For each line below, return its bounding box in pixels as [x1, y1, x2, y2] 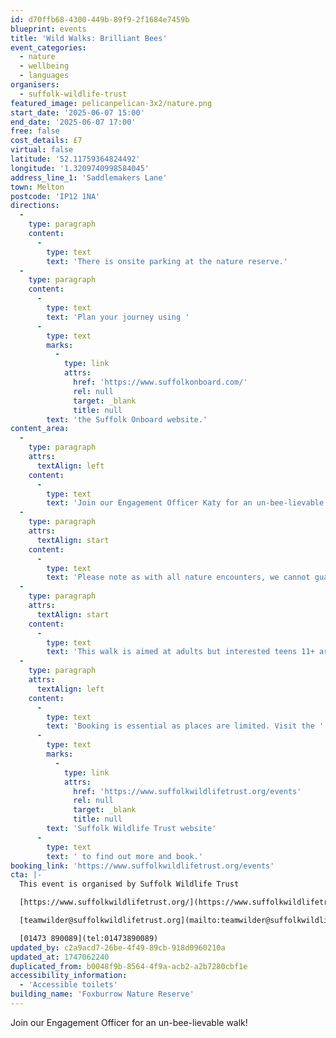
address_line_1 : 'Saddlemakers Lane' [10, 172, 168, 183]
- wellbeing [19, 61, 70, 71]
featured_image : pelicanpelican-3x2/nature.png [10, 98, 213, 108]
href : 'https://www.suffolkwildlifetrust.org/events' [73, 786, 302, 796]
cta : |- [10, 870, 43, 880]
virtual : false [10, 145, 74, 155]
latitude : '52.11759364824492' [10, 154, 141, 164]
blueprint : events [10, 24, 87, 34]
